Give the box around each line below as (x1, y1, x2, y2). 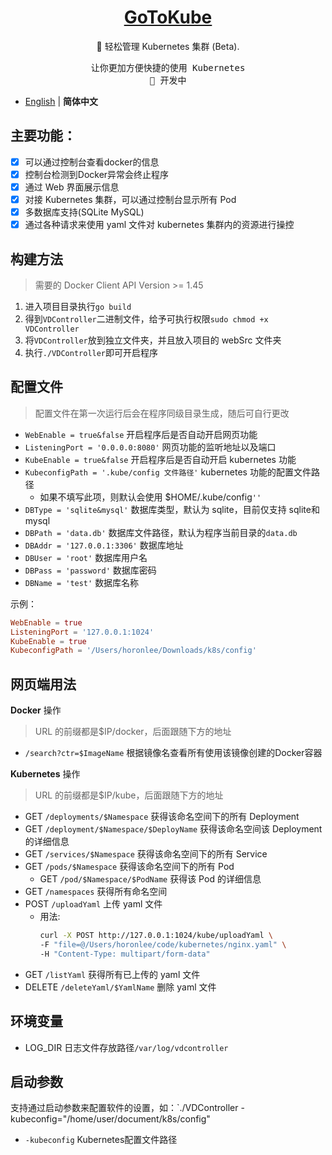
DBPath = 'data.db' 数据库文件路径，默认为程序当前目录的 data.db (24, 526, 298, 538)
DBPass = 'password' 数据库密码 (24, 564, 157, 576)
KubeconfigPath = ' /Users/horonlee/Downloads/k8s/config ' (10, 646, 257, 656)
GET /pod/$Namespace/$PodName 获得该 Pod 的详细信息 (39, 873, 262, 885)
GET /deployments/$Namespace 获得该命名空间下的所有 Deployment (24, 811, 300, 823)
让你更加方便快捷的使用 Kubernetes (90, 62, 246, 73)
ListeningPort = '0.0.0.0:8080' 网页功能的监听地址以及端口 (24, 441, 277, 453)
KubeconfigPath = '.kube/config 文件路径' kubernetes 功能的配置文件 (24, 466, 312, 478)
